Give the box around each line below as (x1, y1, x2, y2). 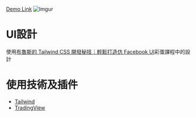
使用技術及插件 (6, 78, 78, 92)
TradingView (14, 104, 46, 111)
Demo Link (6, 6, 32, 12)
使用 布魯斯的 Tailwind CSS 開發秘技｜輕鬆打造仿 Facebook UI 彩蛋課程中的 (6, 48, 185, 55)
